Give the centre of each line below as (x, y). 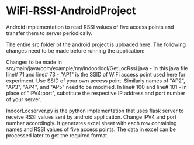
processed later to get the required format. (58, 135)
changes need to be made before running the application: (75, 50)
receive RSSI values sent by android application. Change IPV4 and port (91, 117)
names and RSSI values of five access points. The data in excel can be (91, 129)
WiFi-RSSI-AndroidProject (71, 11)
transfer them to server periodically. (49, 33)
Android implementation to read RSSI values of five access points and (90, 27)
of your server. (24, 99)
